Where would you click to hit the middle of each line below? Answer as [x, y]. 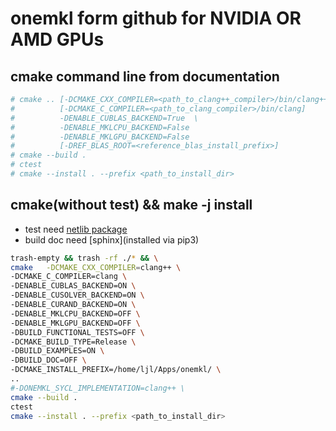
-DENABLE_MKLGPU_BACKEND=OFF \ [75, 323]
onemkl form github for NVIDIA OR [156, 18]
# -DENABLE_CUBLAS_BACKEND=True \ [104, 118]
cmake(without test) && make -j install [131, 205]
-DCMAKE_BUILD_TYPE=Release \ [73, 342]
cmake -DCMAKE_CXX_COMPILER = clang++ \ [96, 267]
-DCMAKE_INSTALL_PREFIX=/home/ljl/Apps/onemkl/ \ [116, 370]
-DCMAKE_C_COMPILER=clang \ [69, 277]
